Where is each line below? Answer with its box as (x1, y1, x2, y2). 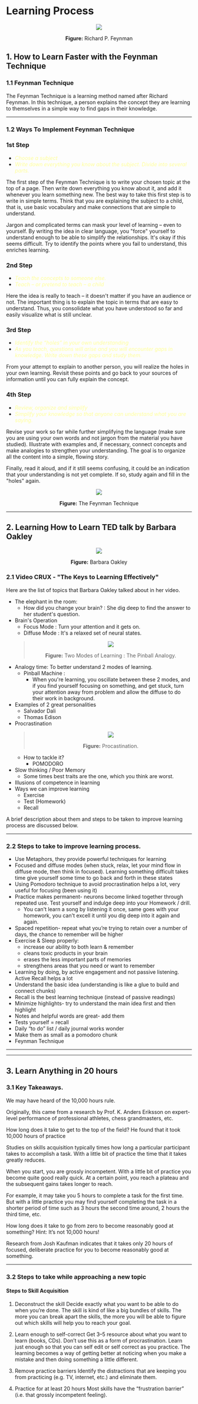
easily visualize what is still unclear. (6, 311, 93, 318)
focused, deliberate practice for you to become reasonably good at (6, 1246, 169, 1253)
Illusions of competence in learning (14, 779, 100, 786)
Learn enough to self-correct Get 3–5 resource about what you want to (14, 1331, 187, 1338)
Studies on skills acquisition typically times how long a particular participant (6, 1143, 190, 1150)
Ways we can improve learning (14, 785, 90, 792)
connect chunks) (14, 987, 56, 994)
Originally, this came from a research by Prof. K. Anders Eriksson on (6, 1108, 171, 1115)
